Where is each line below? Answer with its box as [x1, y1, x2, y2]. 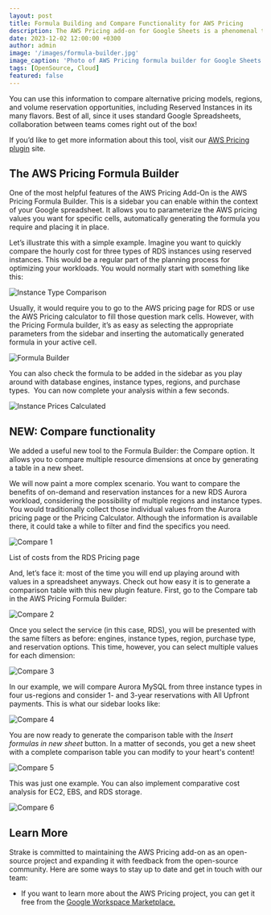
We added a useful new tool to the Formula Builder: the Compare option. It [9, 446, 256, 455]
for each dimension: [9, 651, 76, 661]
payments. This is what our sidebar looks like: [9, 699, 161, 709]
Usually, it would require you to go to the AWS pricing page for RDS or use [9, 303, 256, 313]
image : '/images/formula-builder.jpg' [9, 49, 139, 57]
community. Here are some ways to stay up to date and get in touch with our [9, 864, 263, 874]
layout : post [9, 11, 53, 20]
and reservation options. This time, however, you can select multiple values [9, 642, 259, 652]
